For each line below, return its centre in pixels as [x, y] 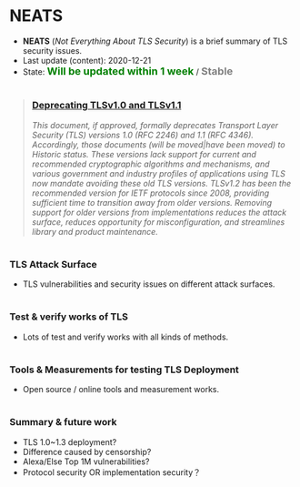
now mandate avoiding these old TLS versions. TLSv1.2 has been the [161, 183]
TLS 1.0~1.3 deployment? [70, 441]
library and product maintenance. [95, 231]
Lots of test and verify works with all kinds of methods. [125, 337]
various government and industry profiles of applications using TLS [159, 173]
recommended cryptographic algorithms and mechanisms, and [150, 164]
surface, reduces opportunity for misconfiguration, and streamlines [158, 222]
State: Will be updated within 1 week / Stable [128, 71]
